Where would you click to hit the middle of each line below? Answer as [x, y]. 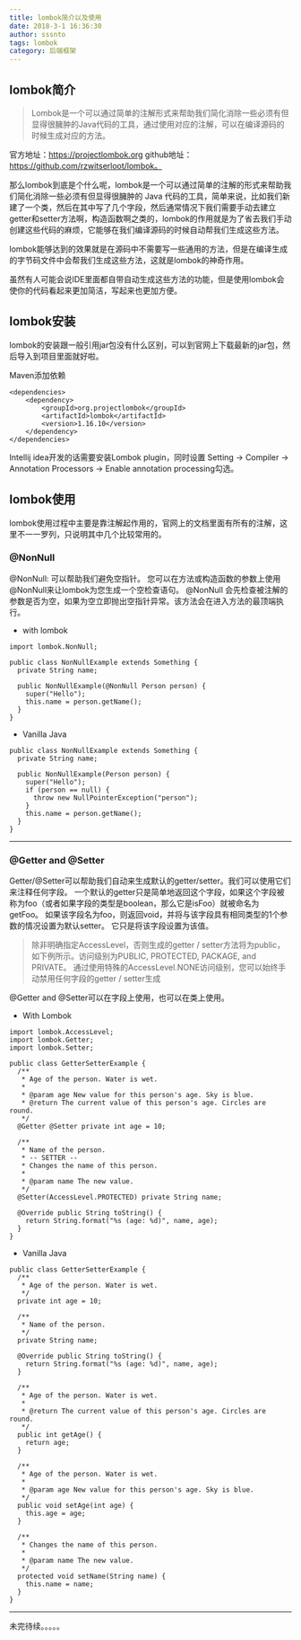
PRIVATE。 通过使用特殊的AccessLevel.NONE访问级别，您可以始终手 [159, 968]
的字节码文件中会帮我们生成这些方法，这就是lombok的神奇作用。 [129, 260]
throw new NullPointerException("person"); [116, 798]
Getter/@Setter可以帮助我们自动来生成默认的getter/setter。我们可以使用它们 [150, 881]
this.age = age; [56, 1514]
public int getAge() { [60, 1435]
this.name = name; [60, 1584]
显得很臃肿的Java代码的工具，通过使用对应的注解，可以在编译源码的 [158, 124]
